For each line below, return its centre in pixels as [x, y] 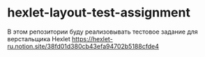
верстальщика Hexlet [39, 38]
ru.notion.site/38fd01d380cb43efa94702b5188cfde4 [83, 46]
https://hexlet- [92, 38]
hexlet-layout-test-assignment [99, 13]
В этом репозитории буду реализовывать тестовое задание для [103, 32]
